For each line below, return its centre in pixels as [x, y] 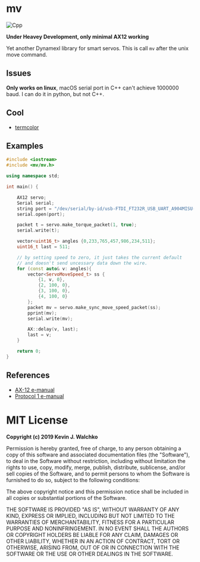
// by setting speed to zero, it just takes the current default [100, 257]
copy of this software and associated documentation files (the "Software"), [98, 455]
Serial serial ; [36, 203]
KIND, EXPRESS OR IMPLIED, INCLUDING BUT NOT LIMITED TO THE [90, 515]
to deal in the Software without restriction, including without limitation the [96, 461]
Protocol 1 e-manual [39, 396]
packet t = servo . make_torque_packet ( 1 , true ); [77, 225]
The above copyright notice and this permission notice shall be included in [97, 492]
